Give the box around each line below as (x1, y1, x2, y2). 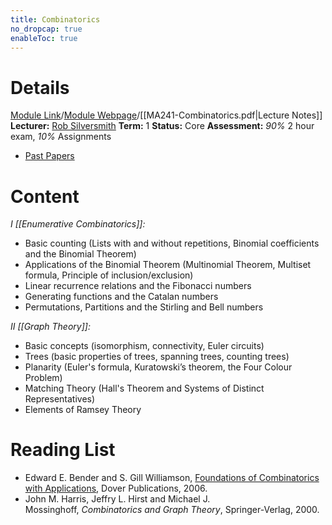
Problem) (24, 372, 63, 384)
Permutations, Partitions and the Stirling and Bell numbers (24, 301, 264, 313)
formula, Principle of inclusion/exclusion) (24, 269, 194, 281)
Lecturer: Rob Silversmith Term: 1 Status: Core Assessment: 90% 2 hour (10, 120, 315, 132)
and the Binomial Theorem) (24, 248, 137, 260)
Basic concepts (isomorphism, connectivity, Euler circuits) (24, 340, 265, 352)
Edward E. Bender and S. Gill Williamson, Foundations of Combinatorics (24, 472, 320, 484)
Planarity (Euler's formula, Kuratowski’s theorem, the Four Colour (24, 361, 293, 373)
